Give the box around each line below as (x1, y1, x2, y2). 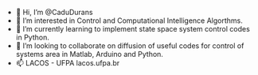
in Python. (15, 32, 49, 42)
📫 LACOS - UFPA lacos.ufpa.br (15, 58, 120, 67)
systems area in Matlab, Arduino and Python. (15, 50, 163, 58)
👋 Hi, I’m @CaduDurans (15, 8, 93, 17)
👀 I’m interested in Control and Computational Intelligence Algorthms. (15, 16, 243, 25)
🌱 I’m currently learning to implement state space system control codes (15, 24, 251, 33)
